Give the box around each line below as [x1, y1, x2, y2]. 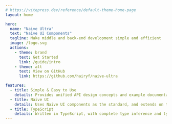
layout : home [5, 12, 33, 17]
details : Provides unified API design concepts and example [14, 92, 145, 97]
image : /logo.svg [10, 40, 47, 46]
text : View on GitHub [18, 69, 66, 74]
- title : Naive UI [10, 97, 50, 102]
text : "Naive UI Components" [10, 31, 72, 36]
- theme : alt [14, 64, 42, 69]
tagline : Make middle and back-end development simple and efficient [10, 36, 161, 41]
